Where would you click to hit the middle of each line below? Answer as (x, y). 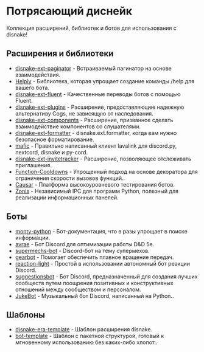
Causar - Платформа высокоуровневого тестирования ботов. (95, 184)
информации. (33, 238)
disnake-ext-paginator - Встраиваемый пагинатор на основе (93, 68)
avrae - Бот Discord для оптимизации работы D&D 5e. (85, 244)
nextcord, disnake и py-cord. (51, 152)
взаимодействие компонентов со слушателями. (78, 126)
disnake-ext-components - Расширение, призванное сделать (94, 120)
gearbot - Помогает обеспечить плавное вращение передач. (94, 257)
